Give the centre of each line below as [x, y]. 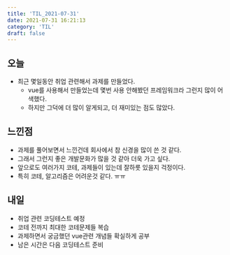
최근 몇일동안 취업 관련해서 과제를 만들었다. [76, 82]
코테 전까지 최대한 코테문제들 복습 [63, 227]
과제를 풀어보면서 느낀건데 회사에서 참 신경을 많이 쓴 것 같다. [99, 150]
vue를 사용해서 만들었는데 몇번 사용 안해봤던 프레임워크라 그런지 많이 [122, 90]
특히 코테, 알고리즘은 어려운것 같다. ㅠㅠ [71, 176]
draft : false [26, 33]
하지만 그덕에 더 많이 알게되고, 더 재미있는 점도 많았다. [101, 108]
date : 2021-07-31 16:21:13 [46, 20]
